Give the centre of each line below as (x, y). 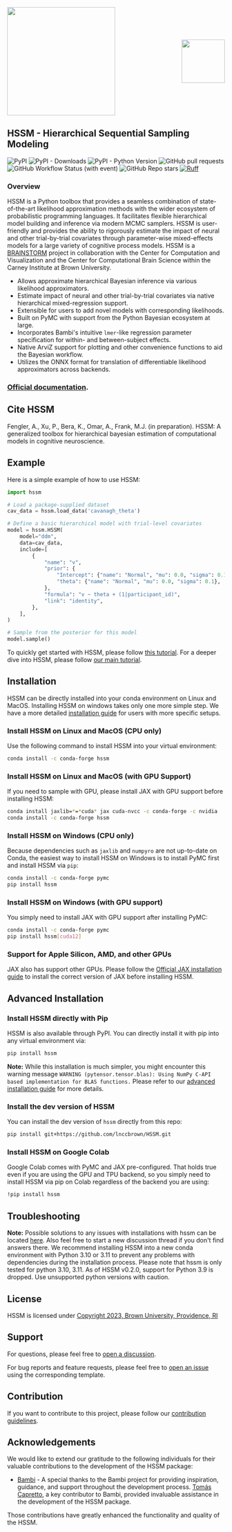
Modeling (28, 144)
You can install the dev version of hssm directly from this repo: (95, 1122)
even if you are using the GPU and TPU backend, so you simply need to (109, 1175)
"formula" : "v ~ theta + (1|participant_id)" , (112, 594)
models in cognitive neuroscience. (56, 441)
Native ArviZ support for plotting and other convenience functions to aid (120, 347)
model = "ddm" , (38, 537)
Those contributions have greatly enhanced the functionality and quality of (113, 1515)
